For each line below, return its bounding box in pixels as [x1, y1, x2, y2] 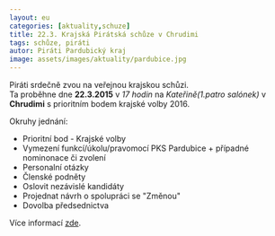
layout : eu [9, 13, 50, 22]
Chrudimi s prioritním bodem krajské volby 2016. [9, 99, 191, 109]
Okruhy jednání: [9, 116, 68, 127]
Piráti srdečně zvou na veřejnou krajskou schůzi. [9, 80, 189, 90]
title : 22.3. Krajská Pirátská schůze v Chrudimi [9, 30, 200, 39]
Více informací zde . [9, 217, 82, 228]
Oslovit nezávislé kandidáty [22, 181, 124, 191]
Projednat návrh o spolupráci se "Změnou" [22, 190, 182, 201]
